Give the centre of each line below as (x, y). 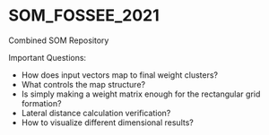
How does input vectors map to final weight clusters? (120, 75)
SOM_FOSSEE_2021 (84, 16)
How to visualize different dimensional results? (107, 122)
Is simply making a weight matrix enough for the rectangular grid (141, 94)
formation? (41, 103)
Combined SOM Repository (59, 40)
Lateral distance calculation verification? (96, 113)
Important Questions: (48, 57)
